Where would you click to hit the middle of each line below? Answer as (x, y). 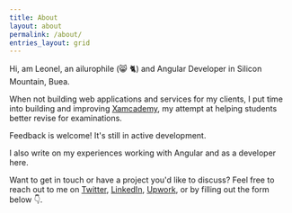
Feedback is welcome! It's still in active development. (108, 136)
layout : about (36, 26)
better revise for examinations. (66, 119)
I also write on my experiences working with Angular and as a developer (143, 153)
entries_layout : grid (50, 43)
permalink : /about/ (46, 34)
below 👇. (26, 200)
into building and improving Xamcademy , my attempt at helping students (143, 109)
